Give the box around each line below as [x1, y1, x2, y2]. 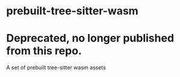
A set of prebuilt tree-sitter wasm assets [6, 64, 107, 71]
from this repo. [6, 44, 82, 58]
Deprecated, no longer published [6, 32, 175, 45]
